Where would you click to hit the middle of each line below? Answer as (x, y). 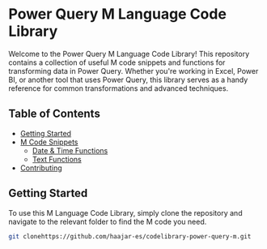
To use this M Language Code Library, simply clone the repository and (125, 213)
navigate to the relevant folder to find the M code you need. (108, 221)
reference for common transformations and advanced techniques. (119, 88)
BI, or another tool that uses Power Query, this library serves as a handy (128, 79)
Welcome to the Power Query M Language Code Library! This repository (129, 54)
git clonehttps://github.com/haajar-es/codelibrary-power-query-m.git (130, 236)
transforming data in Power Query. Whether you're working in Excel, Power (133, 71)
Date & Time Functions (70, 150)
